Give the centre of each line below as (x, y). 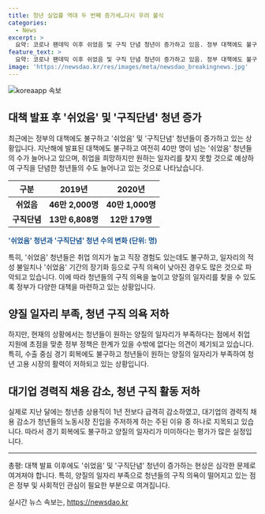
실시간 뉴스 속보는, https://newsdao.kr (68, 502)
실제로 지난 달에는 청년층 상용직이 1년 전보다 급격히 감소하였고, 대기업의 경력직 (129, 412)
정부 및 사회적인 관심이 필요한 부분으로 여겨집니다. (93, 486)
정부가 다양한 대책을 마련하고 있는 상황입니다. (86, 287)
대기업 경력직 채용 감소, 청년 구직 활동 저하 (104, 391)
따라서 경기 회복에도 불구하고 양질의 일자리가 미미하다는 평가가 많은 (128, 432)
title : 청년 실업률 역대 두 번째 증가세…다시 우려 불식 (86, 15)
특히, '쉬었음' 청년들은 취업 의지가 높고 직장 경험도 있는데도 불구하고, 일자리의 (127, 257)
